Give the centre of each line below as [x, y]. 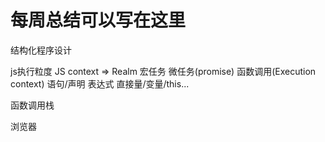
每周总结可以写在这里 [98, 20]
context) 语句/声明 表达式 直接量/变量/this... [100, 83]
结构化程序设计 [41, 50]
